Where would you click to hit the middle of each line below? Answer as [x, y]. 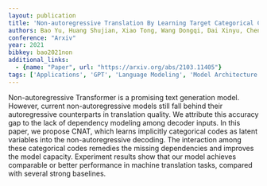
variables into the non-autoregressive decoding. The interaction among [125, 139]
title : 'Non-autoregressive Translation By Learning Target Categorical [131, 23]
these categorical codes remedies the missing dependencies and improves [131, 148]
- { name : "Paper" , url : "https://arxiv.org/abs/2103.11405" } [119, 68]
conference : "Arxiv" [43, 38]
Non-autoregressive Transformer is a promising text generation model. [124, 97]
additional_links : [39, 60]
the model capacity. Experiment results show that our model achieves [122, 157]
